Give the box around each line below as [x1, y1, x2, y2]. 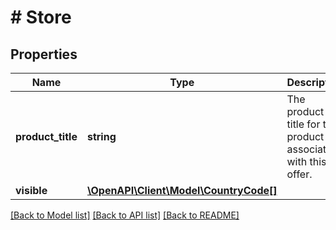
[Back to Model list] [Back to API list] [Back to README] [10, 209, 240, 221]
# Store [10, 6, 72, 29]
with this [286, 155, 327, 168]
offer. [286, 167, 313, 181]
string [86, 130, 117, 143]
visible [15, 184, 48, 197]
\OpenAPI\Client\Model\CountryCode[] [86, 184, 278, 197]
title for [286, 117, 321, 131]
